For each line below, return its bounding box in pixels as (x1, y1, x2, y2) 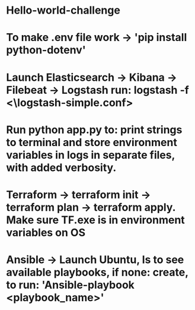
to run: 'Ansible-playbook (6, 279, 135, 292)
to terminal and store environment (6, 135, 178, 149)
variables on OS (6, 226, 86, 239)
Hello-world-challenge (6, 4, 120, 17)
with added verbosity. (6, 161, 117, 174)
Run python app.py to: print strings (6, 123, 183, 137)
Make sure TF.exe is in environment (6, 213, 185, 226)
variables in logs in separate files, (6, 148, 175, 162)
